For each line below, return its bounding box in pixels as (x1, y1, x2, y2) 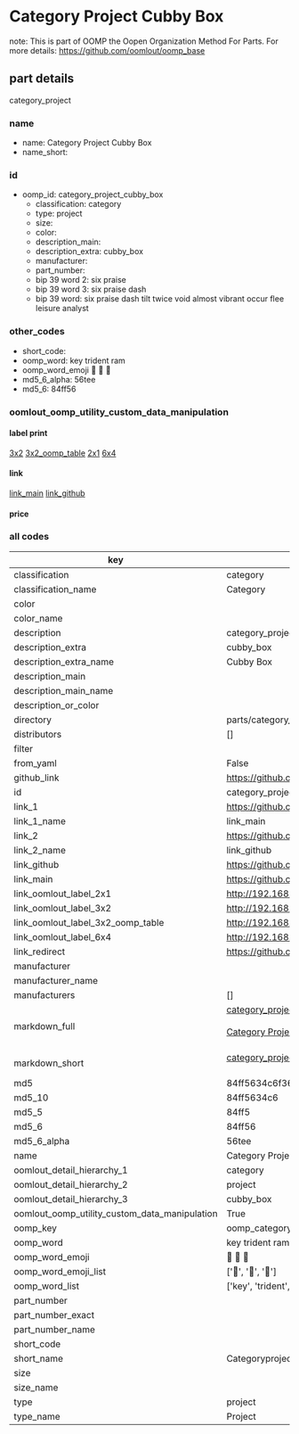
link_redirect (13, 945, 66, 958)
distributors (13, 728, 62, 740)
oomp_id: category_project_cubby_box (21, 189, 164, 200)
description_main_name (13, 684, 114, 696)
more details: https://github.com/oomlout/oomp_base (9, 45, 206, 55)
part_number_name (13, 1323, 95, 1335)
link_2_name (13, 844, 67, 856)
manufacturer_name (13, 974, 99, 986)
